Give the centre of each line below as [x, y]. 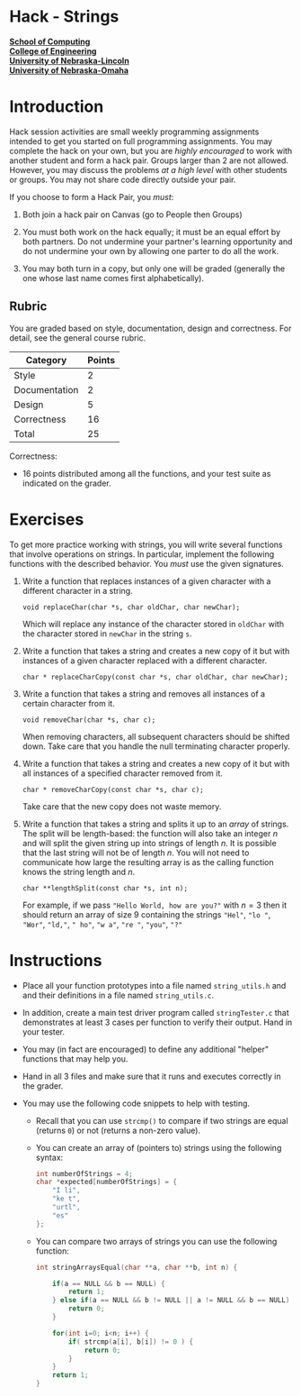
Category [46, 360]
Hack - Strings [64, 17]
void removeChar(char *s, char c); [89, 720]
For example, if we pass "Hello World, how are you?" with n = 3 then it [155, 905]
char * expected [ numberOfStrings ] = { [106, 1182]
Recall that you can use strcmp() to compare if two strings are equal [162, 1120]
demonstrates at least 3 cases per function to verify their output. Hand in [157, 1022]
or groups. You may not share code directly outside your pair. [123, 179]
